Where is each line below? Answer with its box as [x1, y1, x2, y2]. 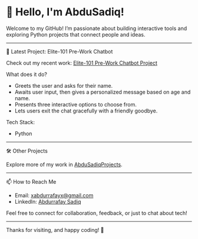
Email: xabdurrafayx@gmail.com [14, 191, 94, 199]
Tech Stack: [6, 118, 35, 125]
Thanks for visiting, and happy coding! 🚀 [6, 226, 104, 233]
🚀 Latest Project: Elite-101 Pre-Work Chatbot [6, 48, 113, 55]
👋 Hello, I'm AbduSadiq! [6, 5, 125, 19]
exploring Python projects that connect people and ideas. [6, 31, 146, 38]
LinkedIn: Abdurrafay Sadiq [14, 198, 81, 205]
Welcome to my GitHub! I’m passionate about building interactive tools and [6, 25, 187, 32]
